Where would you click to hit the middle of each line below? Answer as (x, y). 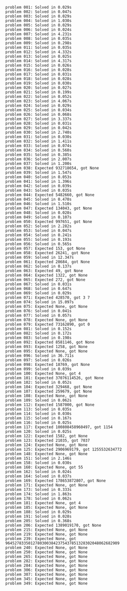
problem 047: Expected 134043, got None (49, 208)
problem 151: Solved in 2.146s (39, 458)
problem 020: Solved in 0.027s (39, 88)
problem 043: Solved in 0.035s (39, 190)
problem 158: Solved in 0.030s (39, 463)
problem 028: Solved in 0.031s (39, 124)
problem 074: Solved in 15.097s (40, 302)
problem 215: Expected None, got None (46, 530)
